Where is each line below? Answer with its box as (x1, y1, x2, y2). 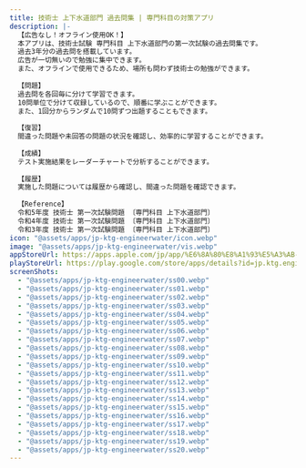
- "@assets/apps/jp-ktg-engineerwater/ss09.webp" (17, 351, 209, 361)
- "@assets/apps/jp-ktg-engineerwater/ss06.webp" (17, 327, 209, 336)
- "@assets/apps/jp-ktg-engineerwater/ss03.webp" (17, 301, 209, 310)
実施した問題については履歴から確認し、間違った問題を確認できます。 (17, 183, 240, 192)
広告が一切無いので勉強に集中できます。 (17, 56, 147, 65)
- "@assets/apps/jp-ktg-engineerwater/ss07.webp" (17, 335, 209, 344)
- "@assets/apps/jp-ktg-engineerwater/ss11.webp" (17, 369, 209, 378)
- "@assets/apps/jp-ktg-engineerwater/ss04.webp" (17, 310, 209, 319)
